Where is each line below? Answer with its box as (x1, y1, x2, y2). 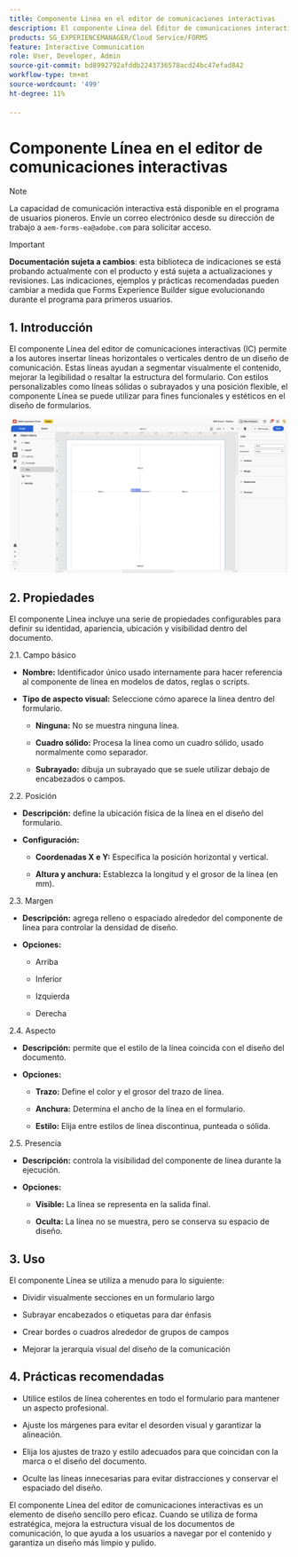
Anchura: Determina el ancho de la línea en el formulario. (35, 1103, 246, 1114)
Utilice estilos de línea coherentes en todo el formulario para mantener (21, 1393, 280, 1403)
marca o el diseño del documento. (21, 1456, 147, 1466)
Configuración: (21, 834, 80, 845)
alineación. (21, 1429, 62, 1440)
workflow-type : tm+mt (9, 71, 90, 80)
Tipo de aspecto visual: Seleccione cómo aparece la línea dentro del (21, 693, 275, 705)
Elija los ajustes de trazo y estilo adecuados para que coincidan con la (21, 1446, 278, 1457)
